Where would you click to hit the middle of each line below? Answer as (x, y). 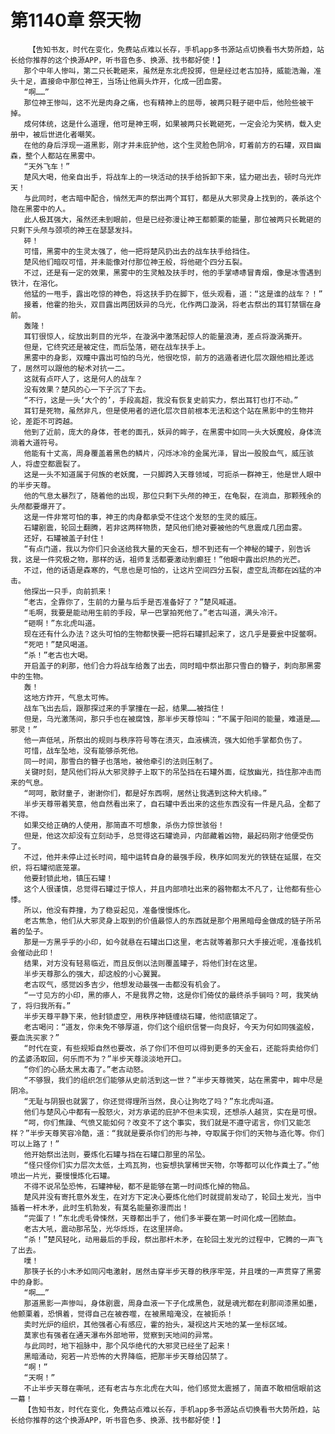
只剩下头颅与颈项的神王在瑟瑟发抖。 (74, 230)
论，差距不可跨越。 (44, 421)
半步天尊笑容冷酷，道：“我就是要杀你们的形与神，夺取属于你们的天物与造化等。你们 (177, 1133)
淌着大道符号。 (36, 442)
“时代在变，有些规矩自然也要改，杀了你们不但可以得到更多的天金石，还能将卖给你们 (171, 1048)
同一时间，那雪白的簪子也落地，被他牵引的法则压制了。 (120, 761)
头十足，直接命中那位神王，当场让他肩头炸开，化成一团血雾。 (118, 81)
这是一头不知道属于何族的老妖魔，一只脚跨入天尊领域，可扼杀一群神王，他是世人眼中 (172, 474)
